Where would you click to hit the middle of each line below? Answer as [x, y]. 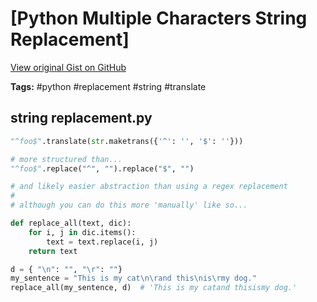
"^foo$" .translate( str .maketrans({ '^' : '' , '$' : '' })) [127, 141]
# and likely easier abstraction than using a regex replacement [149, 187]
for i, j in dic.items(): [82, 232]
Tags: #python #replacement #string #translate [108, 86]
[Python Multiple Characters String [159, 18]
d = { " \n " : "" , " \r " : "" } [66, 269]
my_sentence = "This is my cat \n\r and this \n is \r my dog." [133, 278]
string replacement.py [81, 118]
